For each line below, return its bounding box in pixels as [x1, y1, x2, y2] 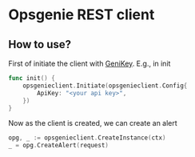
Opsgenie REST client [8, 6, 155, 24]
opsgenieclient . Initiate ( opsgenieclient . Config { [22, 82, 188, 90]
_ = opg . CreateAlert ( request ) [8, 142, 109, 150]
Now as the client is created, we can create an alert [8, 119, 177, 128]
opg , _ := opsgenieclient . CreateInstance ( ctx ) [8, 134, 166, 142]
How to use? [8, 38, 72, 51]
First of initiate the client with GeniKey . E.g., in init [8, 58, 171, 68]
